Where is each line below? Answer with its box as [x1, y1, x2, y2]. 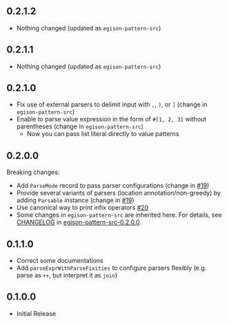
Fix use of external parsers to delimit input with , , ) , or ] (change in [16, 100, 208, 109]
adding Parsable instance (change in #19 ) [16, 196, 135, 204]
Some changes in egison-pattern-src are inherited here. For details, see [16, 211, 222, 219]
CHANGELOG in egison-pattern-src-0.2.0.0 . [16, 218, 142, 226]
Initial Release [16, 309, 57, 317]
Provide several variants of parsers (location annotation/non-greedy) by [16, 189, 221, 197]
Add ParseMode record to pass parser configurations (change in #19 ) [16, 182, 210, 190]
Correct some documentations [16, 257, 104, 265]
